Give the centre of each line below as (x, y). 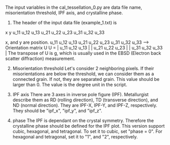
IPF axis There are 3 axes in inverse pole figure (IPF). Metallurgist (80, 94)
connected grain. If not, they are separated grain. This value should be (86, 79)
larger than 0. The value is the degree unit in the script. (70, 84)
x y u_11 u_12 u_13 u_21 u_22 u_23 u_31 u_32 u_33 (55, 32)
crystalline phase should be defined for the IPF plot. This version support (89, 126)
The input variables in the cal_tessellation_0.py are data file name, (74, 7)
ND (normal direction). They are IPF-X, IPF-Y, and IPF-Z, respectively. (85, 105)
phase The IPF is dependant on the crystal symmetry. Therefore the (83, 121)
